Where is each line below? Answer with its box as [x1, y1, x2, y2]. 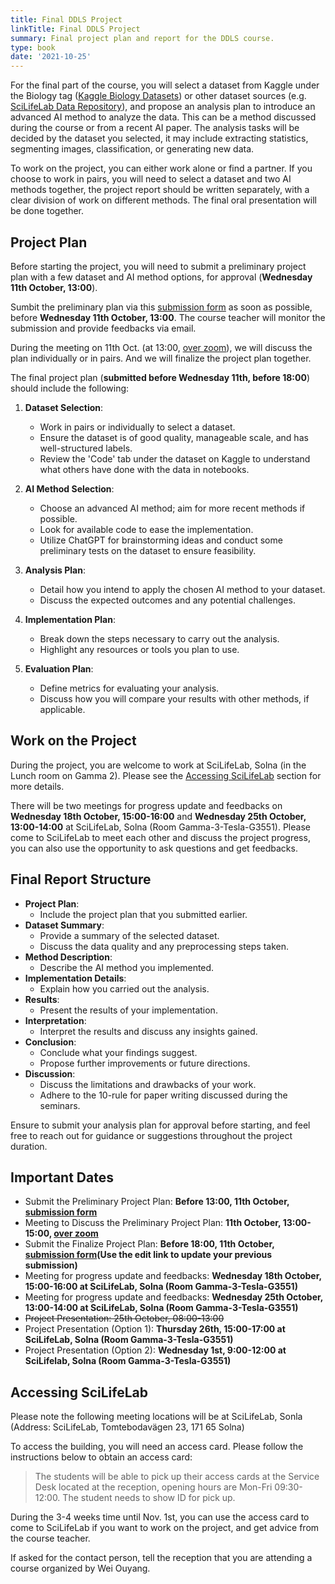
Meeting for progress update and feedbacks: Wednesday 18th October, [24, 1270, 322, 1282]
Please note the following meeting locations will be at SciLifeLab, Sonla [10, 1411, 303, 1423]
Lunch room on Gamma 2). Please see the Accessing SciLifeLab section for [10, 769, 322, 781]
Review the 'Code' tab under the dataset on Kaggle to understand [39, 452, 311, 465]
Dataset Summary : [24, 919, 105, 931]
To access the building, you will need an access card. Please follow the [10, 1441, 304, 1453]
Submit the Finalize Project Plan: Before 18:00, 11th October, [24, 1238, 275, 1250]
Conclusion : [24, 1036, 77, 1048]
